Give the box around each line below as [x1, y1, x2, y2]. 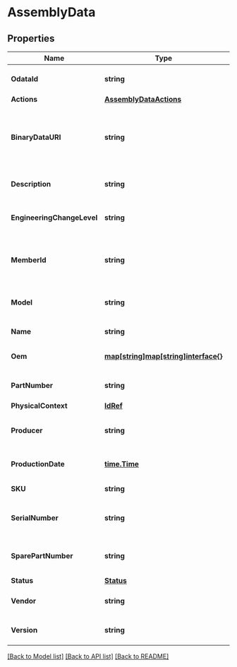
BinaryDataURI [11, 132, 61, 142]
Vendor [11, 596, 37, 606]
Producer [11, 425, 43, 435]
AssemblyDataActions [104, 95, 182, 104]
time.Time [104, 459, 140, 468]
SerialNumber [11, 513, 59, 523]
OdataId [11, 74, 39, 83]
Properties [7, 33, 55, 45]
